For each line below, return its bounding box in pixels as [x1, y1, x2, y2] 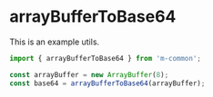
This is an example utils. [9, 36, 100, 47]
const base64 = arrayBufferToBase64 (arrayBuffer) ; [9, 79, 206, 88]
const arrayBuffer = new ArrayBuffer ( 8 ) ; [9, 70, 169, 79]
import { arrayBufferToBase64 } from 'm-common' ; [9, 53, 202, 63]
